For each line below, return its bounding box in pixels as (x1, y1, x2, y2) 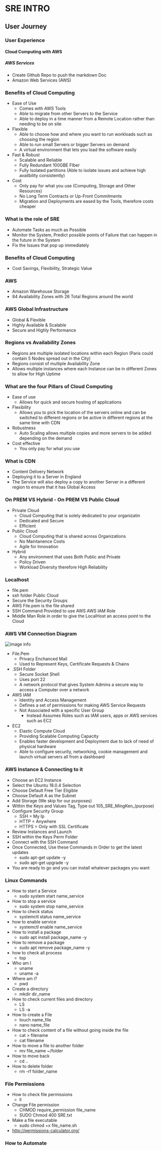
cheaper (19, 203, 36, 209)
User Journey (5, 22, 47, 31)
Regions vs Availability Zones (5, 339, 76, 346)
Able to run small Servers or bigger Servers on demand (19, 142, 130, 148)
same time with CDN (19, 420, 60, 426)
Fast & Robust (12, 152, 40, 158)
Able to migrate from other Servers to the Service (19, 111, 118, 117)
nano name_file (19, 1022, 50, 1028)
